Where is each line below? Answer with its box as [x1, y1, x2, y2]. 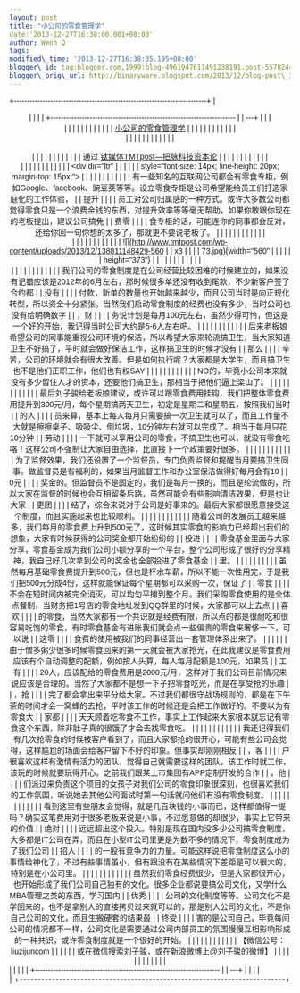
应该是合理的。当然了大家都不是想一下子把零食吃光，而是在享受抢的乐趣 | [19, 678, 289, 688]
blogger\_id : [9, 63, 58, 72]
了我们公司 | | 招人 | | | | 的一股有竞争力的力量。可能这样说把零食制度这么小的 [10, 846, 290, 855]
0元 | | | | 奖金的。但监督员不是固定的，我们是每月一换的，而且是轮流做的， [9, 477, 283, 488]
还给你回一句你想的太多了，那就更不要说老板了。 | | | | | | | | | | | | [34, 227, 266, 238]
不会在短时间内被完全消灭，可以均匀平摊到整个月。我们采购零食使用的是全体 [9, 588, 291, 599]
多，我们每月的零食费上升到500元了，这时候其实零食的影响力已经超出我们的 [10, 522, 290, 532]
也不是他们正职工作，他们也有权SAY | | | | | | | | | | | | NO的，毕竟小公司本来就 [12, 365, 287, 376]
